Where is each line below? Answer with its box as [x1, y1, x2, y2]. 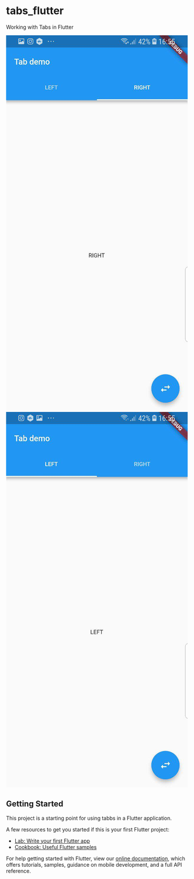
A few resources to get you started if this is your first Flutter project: [6, 826, 169, 833]
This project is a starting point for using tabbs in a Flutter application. [6, 814, 172, 821]
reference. [6, 867, 31, 874]
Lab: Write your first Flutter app [14, 837, 91, 844]
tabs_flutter [6, 4, 64, 18]
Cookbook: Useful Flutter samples [14, 843, 97, 850]
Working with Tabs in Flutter [6, 23, 74, 31]
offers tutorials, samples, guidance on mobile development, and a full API [6, 861, 182, 868]
